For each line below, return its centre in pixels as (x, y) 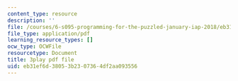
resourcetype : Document (42, 54)
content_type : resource (42, 14)
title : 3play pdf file (41, 60)
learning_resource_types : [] (50, 40)
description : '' (31, 20)
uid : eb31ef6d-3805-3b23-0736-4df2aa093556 (73, 66)
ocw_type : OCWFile (34, 46)
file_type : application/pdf (49, 33)
